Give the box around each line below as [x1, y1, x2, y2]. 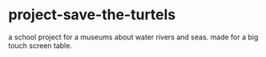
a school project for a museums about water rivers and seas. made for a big [8, 32, 259, 42]
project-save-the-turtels [8, 6, 176, 24]
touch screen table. [8, 40, 72, 50]
